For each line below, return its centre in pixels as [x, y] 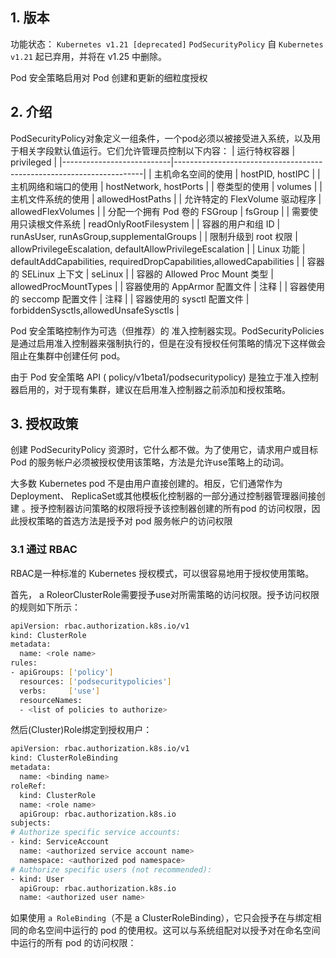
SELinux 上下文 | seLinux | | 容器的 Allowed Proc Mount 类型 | [147, 274]
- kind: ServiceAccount [60, 842]
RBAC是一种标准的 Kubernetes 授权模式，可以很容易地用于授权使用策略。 [162, 573]
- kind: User [37, 879]
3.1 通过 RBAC [44, 550]
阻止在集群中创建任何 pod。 [68, 355]
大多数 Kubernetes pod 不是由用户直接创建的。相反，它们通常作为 [146, 484]
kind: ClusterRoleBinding [64, 758]
